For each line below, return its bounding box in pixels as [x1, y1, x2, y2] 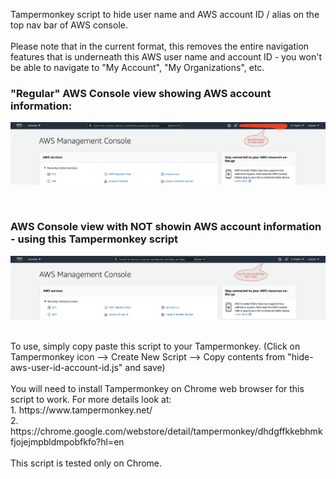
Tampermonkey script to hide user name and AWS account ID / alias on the [10, 9, 320, 20]
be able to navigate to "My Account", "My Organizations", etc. [10, 62, 265, 73]
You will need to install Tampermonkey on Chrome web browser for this [10, 382, 305, 394]
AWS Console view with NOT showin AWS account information [10, 220, 322, 234]
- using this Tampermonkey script [10, 232, 179, 246]
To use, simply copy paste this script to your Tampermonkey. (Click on [10, 340, 301, 352]
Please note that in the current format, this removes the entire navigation [10, 40, 310, 52]
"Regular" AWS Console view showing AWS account [10, 86, 272, 100]
